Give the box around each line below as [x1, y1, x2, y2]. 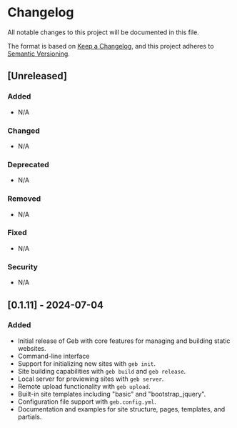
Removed [7, 194, 41, 204]
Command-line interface [17, 352, 90, 360]
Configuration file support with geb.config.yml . [17, 397, 157, 406]
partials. [17, 412, 42, 421]
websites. [17, 344, 46, 352]
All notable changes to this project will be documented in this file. [7, 28, 200, 36]
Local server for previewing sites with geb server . [17, 374, 164, 383]
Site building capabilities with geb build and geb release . [17, 367, 186, 375]
